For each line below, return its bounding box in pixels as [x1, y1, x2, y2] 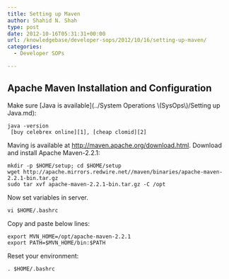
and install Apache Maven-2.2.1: [7, 148, 100, 156]
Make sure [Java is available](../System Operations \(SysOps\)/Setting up [7, 101, 221, 110]
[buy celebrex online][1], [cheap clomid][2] [10, 128, 147, 135]
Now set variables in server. [7, 193, 88, 202]
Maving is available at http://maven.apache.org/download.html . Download [7, 141, 223, 149]
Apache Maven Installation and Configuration [7, 82, 212, 94]
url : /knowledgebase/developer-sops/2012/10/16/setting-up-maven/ [7, 37, 207, 44]
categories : [7, 43, 42, 50]
